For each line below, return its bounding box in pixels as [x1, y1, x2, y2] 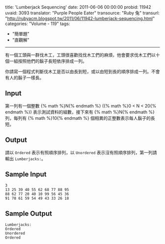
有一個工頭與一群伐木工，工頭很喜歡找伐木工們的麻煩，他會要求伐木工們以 [5, 52, 156, 58]
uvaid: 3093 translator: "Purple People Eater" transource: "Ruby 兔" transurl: [5, 10, 160, 16]
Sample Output [5, 209, 53, 217]
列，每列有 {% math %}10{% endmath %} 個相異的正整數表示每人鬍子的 [5, 115, 151, 121]
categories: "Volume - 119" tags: [5, 21, 70, 27]
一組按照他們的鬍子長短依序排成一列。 [9, 58, 87, 64]
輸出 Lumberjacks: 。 [5, 156, 46, 162]
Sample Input [5, 170, 47, 179]
